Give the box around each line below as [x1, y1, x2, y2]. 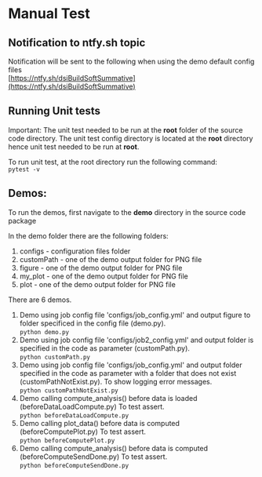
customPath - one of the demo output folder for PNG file [19, 254, 202, 264]
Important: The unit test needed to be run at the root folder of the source [8, 125, 243, 134]
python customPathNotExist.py [19, 386, 119, 395]
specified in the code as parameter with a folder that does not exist [19, 368, 237, 377]
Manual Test [8, 5, 90, 23]
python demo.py [19, 328, 70, 336]
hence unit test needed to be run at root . [8, 142, 140, 151]
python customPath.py [19, 353, 90, 361]
